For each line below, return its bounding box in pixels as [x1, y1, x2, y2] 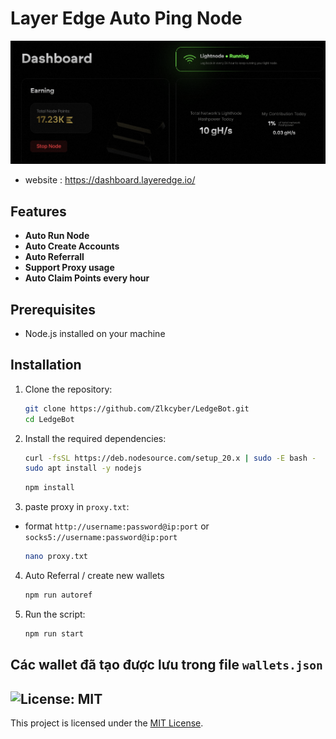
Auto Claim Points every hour [24, 272, 150, 284]
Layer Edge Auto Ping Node [10, 7, 243, 30]
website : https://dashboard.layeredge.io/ [24, 174, 196, 186]
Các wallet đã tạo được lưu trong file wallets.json [10, 657, 323, 674]
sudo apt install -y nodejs [24, 463, 142, 474]
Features [10, 203, 67, 220]
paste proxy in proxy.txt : [24, 501, 130, 513]
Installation [10, 357, 82, 374]
